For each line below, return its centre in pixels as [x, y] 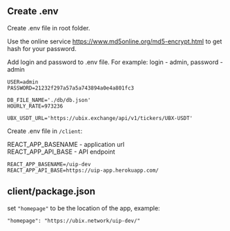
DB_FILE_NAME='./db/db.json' [49, 100]
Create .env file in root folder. [49, 28]
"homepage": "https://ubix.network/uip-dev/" [74, 221]
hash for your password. [42, 48]
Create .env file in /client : [45, 131]
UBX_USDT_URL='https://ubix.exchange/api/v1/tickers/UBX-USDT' [100, 118]
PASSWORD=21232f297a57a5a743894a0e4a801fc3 [71, 88]
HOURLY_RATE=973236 [35, 106]
